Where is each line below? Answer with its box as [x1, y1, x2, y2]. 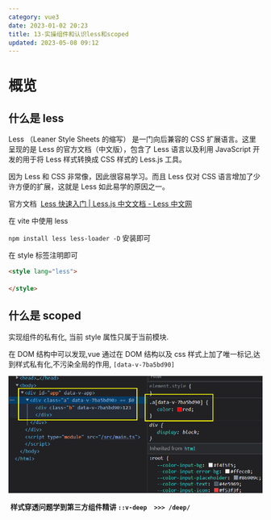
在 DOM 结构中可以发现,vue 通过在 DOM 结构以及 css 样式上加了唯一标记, [8, 349, 254, 359]
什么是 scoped [8, 309, 81, 323]
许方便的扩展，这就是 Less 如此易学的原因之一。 [8, 182, 169, 191]
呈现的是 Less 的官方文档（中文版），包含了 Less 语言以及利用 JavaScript [8, 145, 252, 154]
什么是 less [8, 111, 65, 125]
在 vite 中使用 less [8, 216, 69, 226]
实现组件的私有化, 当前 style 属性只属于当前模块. [8, 332, 169, 342]
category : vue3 [8, 13, 60, 21]
